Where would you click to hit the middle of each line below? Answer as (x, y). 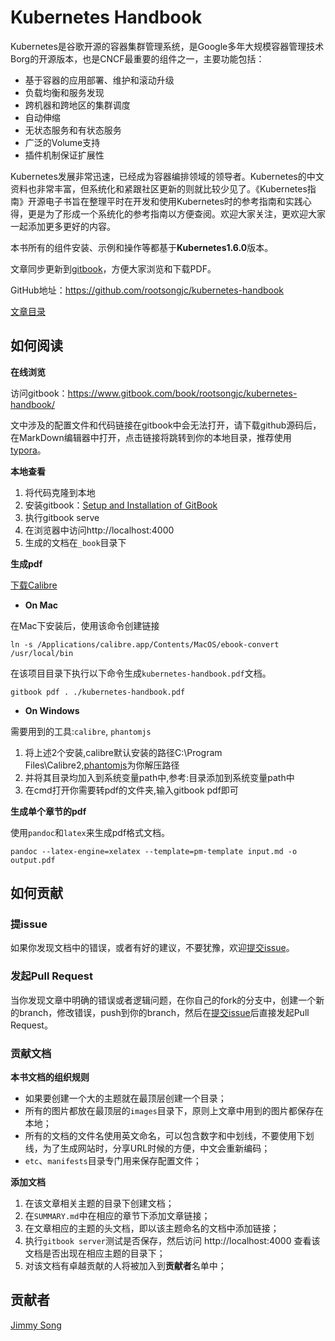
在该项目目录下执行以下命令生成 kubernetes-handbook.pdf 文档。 (141, 673)
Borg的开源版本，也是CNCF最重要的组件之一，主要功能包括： (137, 58)
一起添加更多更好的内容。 (63, 226)
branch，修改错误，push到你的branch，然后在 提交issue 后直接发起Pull (164, 1012)
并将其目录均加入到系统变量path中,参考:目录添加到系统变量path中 (159, 777)
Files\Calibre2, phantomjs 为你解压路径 (102, 765)
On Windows (52, 710)
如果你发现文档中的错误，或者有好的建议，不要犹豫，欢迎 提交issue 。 (152, 948)
